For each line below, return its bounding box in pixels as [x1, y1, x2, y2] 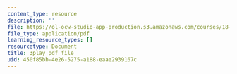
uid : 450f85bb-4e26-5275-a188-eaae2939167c [7, 56, 138, 63]
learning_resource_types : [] [7, 37, 93, 44]
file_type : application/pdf [7, 30, 90, 37]
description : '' [7, 17, 55, 24]
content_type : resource [7, 10, 78, 18]
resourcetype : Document [7, 43, 78, 50]
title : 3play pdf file [7, 50, 74, 57]
